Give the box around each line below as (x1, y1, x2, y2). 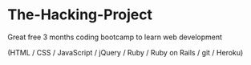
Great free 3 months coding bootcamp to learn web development (7, 32, 222, 42)
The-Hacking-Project (7, 6, 153, 24)
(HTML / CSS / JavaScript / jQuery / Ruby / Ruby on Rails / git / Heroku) (7, 47, 244, 57)
